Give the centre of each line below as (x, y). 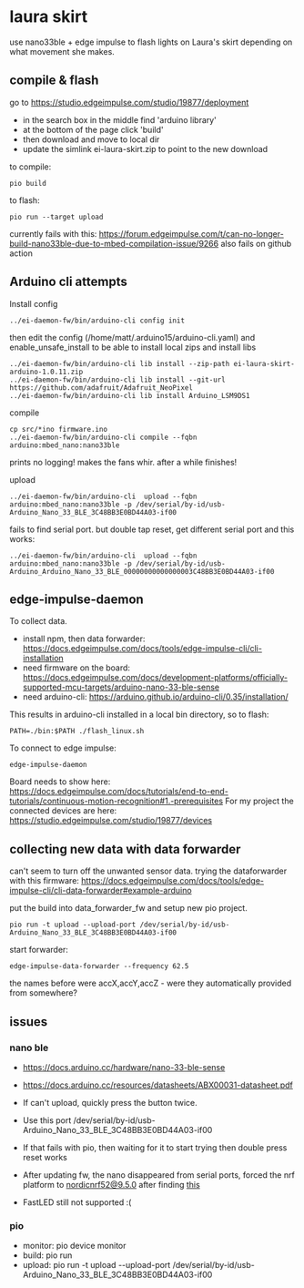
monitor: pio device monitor (74, 1246)
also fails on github (256, 243)
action (21, 253)
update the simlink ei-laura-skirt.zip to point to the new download (145, 148)
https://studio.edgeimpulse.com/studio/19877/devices (111, 821)
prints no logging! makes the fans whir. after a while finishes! (123, 462)
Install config (34, 303)
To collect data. (39, 621)
